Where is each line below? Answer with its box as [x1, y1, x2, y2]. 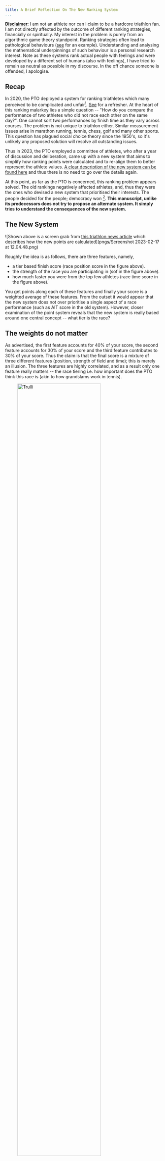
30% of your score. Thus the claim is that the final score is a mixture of [5, 353, 149, 359]
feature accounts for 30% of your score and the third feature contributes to [5, 348, 158, 353]
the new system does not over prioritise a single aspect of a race [5, 299, 137, 305]
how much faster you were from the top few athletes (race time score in [12, 273, 158, 280]
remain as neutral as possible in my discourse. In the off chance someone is [5, 63, 159, 69]
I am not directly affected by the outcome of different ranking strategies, [5, 26, 152, 32]
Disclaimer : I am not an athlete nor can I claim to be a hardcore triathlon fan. [5, 21, 160, 27]
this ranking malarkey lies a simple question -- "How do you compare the [5, 107, 154, 113]
